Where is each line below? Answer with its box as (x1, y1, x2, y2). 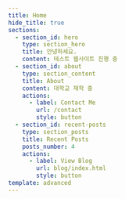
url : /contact (36, 107, 82, 114)
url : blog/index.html (36, 165, 107, 172)
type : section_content (22, 70, 96, 78)
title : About (22, 77, 65, 85)
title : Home (8, 11, 47, 20)
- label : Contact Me (28, 99, 96, 107)
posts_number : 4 (22, 143, 76, 150)
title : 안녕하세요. (22, 48, 77, 56)
